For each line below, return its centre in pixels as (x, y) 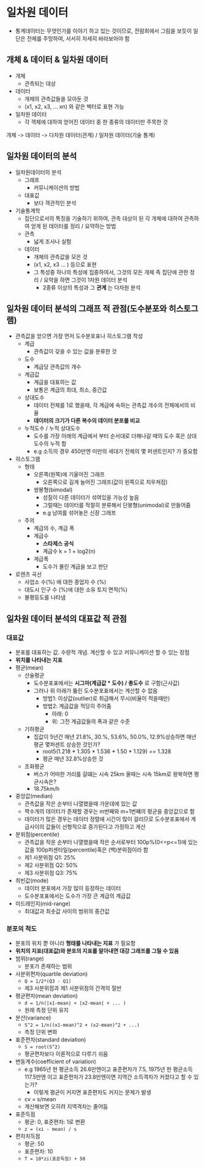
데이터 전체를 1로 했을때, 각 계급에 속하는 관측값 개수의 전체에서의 (111, 405)
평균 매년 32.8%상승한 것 (73, 759)
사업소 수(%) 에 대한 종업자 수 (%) (65, 582)
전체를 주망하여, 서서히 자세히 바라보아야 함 (78, 38)
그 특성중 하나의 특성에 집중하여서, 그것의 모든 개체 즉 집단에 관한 (111, 272)
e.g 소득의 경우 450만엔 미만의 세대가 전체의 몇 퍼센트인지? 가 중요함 (115, 451)
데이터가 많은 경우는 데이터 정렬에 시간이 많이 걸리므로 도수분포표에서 (107, 819)
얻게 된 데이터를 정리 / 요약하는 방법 (73, 226)
